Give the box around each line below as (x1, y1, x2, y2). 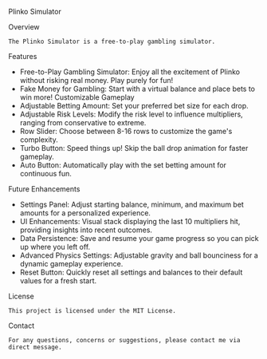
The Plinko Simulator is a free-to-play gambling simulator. (8, 37, 216, 45)
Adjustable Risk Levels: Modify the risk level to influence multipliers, (19, 109, 243, 119)
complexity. (19, 135, 58, 144)
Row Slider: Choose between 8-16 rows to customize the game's (19, 127, 233, 136)
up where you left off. (19, 243, 91, 251)
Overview (8, 22, 40, 31)
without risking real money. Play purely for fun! (19, 76, 174, 85)
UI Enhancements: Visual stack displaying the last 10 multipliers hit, (19, 217, 241, 226)
